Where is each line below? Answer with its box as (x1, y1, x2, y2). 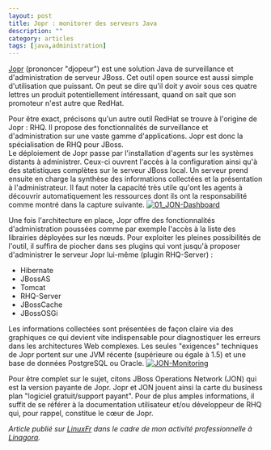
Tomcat (19, 283, 46, 292)
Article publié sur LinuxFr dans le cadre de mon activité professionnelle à (8, 424, 252, 434)
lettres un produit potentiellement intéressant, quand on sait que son (8, 90, 236, 99)
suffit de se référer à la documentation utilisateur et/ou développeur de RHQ (8, 400, 262, 410)
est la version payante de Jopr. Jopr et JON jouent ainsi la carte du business (8, 383, 263, 393)
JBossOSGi (19, 309, 58, 318)
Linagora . (8, 433, 40, 443)
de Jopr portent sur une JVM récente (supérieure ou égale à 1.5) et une (8, 350, 247, 360)
